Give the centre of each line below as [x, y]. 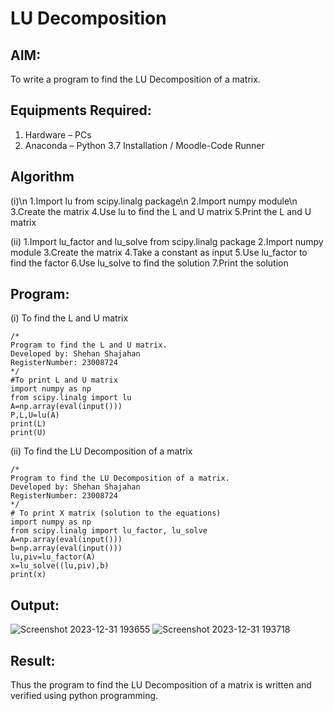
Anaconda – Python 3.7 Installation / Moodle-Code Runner [144, 145]
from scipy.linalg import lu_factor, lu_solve [109, 531]
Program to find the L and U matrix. [89, 345]
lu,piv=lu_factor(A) [53, 557]
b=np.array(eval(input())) [66, 548]
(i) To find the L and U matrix [69, 318]
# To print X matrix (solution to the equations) [116, 513]
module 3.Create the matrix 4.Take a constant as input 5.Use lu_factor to [159, 252]
